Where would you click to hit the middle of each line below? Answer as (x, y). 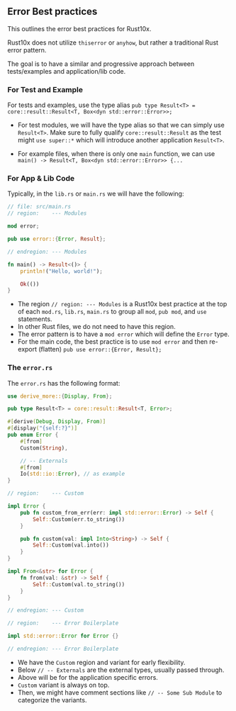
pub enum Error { (33, 435)
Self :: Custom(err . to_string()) (79, 519)
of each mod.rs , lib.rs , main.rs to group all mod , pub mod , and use (112, 312)
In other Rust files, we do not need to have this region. (96, 327)
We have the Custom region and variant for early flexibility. (101, 662)
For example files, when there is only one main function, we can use (116, 154)
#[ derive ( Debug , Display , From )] (57, 422)
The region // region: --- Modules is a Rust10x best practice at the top (122, 304)
